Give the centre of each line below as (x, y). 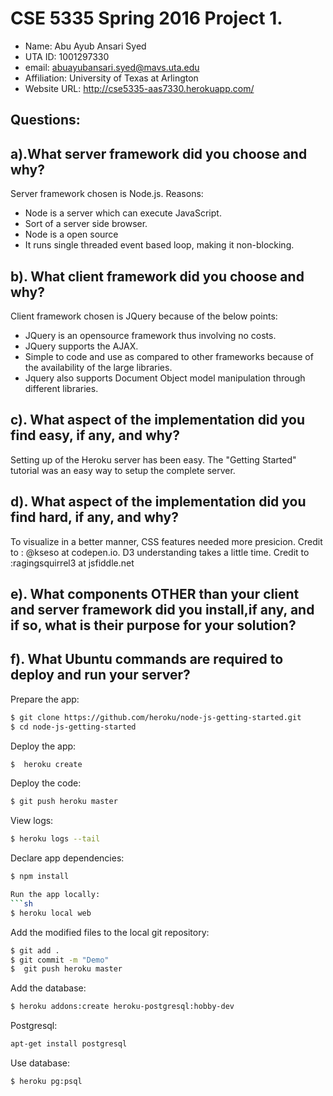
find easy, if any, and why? (95, 435)
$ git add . (35, 950)
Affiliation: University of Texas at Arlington (111, 78)
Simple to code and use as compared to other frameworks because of (169, 356)
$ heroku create (46, 764)
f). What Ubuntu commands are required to (147, 659)
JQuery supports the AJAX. (81, 346)
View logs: (32, 821)
